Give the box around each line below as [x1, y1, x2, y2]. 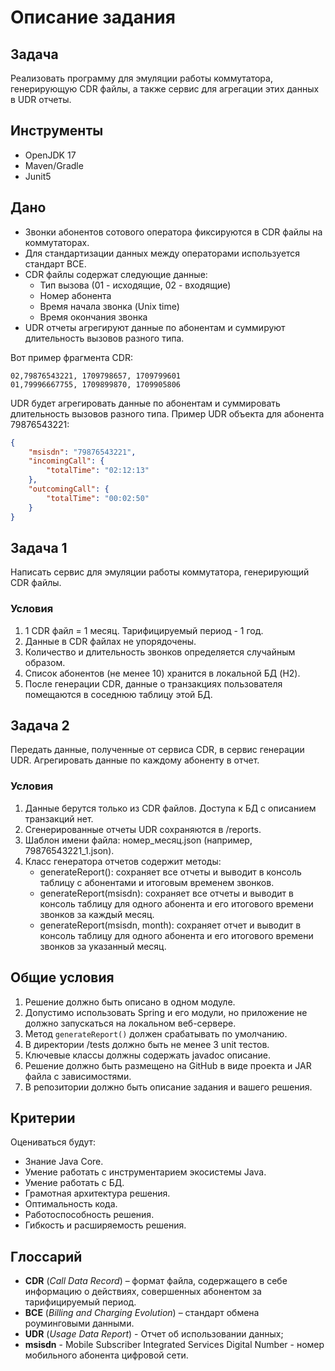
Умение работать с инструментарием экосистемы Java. [24, 1166, 267, 1178]
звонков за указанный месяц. [39, 940, 167, 952]
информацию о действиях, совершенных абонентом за [24, 1286, 262, 1298]
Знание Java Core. [24, 1156, 104, 1168]
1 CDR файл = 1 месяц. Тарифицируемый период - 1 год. [24, 624, 264, 636]
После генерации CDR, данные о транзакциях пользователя [24, 677, 283, 690]
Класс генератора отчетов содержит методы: [24, 855, 222, 867]
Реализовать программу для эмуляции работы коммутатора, [10, 72, 273, 84]
